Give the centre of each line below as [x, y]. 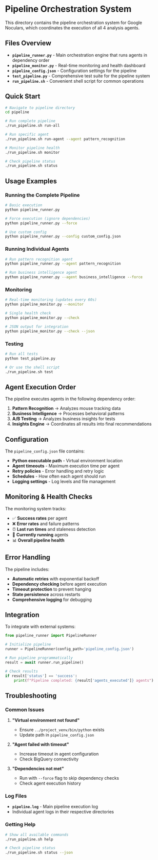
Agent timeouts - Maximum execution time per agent [66, 466]
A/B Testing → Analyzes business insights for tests [64, 419]
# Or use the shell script [32, 367]
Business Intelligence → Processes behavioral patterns [68, 414]
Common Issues [25, 710]
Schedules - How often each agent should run [59, 477]
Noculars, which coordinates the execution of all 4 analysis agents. [72, 27]
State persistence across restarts [46, 594]
